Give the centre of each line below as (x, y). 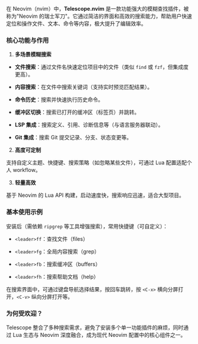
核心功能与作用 (28, 40)
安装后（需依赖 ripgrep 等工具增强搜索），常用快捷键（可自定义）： (87, 226)
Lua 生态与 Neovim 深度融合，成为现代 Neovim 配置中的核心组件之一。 (99, 335)
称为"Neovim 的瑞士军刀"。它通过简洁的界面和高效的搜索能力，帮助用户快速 (99, 16)
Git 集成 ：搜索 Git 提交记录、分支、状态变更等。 (73, 138)
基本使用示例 (25, 212)
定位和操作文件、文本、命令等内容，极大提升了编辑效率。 (76, 23)
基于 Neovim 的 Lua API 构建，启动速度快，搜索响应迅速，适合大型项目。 (95, 195)
